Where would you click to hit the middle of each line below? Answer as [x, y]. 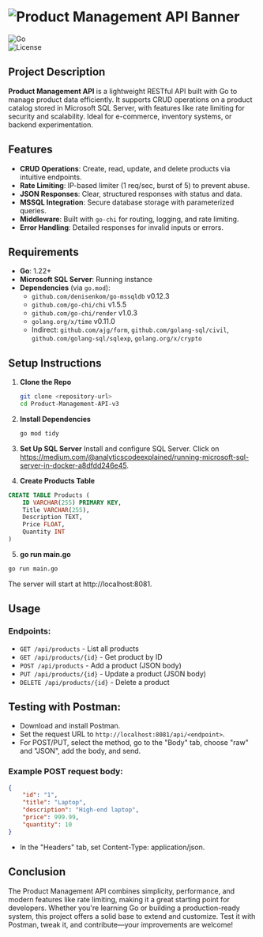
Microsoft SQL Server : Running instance [86, 280]
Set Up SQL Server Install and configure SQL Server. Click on [119, 448]
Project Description [57, 72]
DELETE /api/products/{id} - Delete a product [94, 682]
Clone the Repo [45, 382]
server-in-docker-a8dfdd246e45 [73, 465]
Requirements [43, 252]
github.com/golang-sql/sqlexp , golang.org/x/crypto [117, 338]
